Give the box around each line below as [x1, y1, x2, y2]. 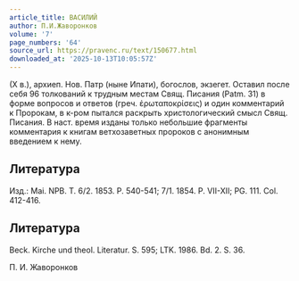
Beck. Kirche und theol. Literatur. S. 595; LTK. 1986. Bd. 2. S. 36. [9, 244, 245, 255]
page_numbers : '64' [9, 37, 82, 47]
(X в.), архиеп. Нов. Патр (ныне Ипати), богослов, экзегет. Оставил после [9, 79, 290, 89]
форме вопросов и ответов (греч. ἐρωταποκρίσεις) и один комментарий [9, 98, 285, 108]
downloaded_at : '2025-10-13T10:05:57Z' [9, 54, 158, 63]
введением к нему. [9, 136, 82, 146]
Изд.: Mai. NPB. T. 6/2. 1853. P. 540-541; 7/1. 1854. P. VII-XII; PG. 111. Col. [9, 185, 278, 196]
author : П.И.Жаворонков [9, 21, 98, 30]
